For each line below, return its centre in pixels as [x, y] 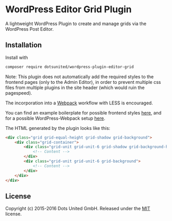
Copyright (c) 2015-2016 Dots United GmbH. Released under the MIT [78, 209]
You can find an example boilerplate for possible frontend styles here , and [83, 113]
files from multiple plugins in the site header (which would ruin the [75, 87]
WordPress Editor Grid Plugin [69, 9]
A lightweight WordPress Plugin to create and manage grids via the [76, 24]
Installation [24, 45]
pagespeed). [19, 93]
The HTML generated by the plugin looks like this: [58, 128]
